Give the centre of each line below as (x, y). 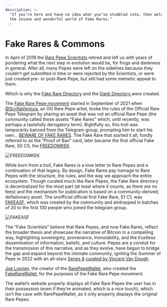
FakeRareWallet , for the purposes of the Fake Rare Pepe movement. (75, 274)
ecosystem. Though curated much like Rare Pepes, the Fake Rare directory (82, 181)
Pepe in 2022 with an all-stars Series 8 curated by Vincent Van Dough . (78, 259)
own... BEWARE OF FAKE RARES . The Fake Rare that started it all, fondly (79, 135)
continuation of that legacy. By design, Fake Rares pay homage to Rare (78, 171)
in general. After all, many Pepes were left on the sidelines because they (79, 68)
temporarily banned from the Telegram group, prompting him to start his (79, 130)
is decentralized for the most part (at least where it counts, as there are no (81, 186)
